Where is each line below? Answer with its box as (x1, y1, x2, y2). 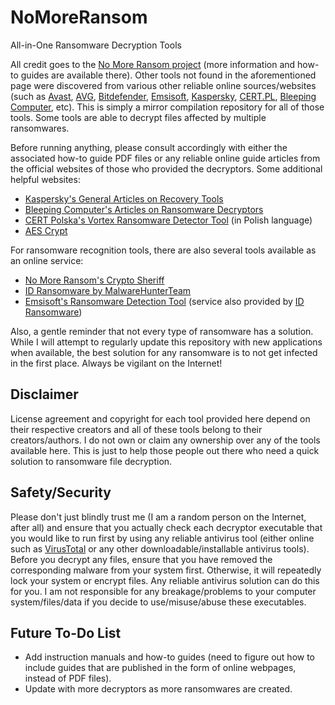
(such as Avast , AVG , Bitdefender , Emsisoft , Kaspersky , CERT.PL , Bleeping (10, 90, 317, 102)
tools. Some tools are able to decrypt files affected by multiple (10, 111, 267, 123)
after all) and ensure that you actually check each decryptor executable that (10, 521, 323, 533)
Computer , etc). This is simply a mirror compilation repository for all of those (10, 101, 325, 113)
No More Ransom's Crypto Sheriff (24, 274, 165, 286)
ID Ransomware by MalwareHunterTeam (24, 284, 192, 296)
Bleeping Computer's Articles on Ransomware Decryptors (24, 203, 264, 215)
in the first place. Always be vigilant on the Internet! (10, 357, 223, 369)
